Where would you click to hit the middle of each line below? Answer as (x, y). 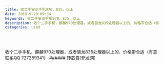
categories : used (23, 27)
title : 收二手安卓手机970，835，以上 (39, 9)
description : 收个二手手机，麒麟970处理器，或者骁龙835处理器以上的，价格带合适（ (80, 23)
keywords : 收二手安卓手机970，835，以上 (43, 18)
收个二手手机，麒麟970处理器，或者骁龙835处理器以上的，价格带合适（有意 (81, 52)
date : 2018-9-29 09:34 (28, 14)
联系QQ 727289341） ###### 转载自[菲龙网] (51, 58)
